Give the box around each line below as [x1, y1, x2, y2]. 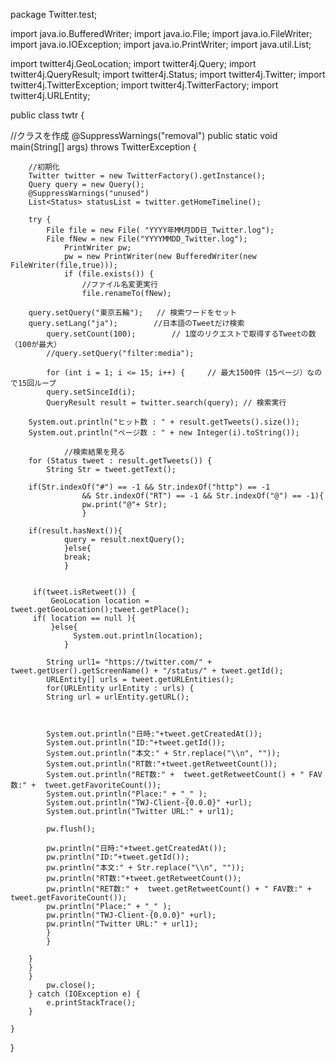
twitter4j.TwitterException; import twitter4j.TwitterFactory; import [10, 79, 279, 91]
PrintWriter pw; [63, 243, 132, 253]
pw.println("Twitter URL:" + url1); [46, 919, 199, 929]
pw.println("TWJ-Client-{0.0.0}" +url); [46, 910, 217, 920]
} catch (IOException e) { [28, 989, 141, 999]
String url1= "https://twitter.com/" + [46, 657, 213, 667]
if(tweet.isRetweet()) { [32, 587, 137, 597]
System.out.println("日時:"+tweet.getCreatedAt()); [46, 729, 263, 739]
